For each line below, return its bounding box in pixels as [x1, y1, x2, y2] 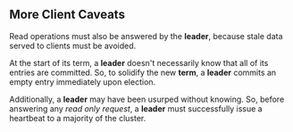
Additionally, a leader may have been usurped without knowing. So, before [9, 94, 285, 104]
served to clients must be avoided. [9, 40, 137, 51]
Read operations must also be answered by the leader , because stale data [9, 30, 283, 41]
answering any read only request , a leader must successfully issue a [9, 103, 263, 114]
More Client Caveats [9, 7, 125, 22]
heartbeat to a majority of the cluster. [9, 112, 146, 123]
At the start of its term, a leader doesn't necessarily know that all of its [9, 57, 269, 68]
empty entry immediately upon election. [9, 76, 156, 87]
